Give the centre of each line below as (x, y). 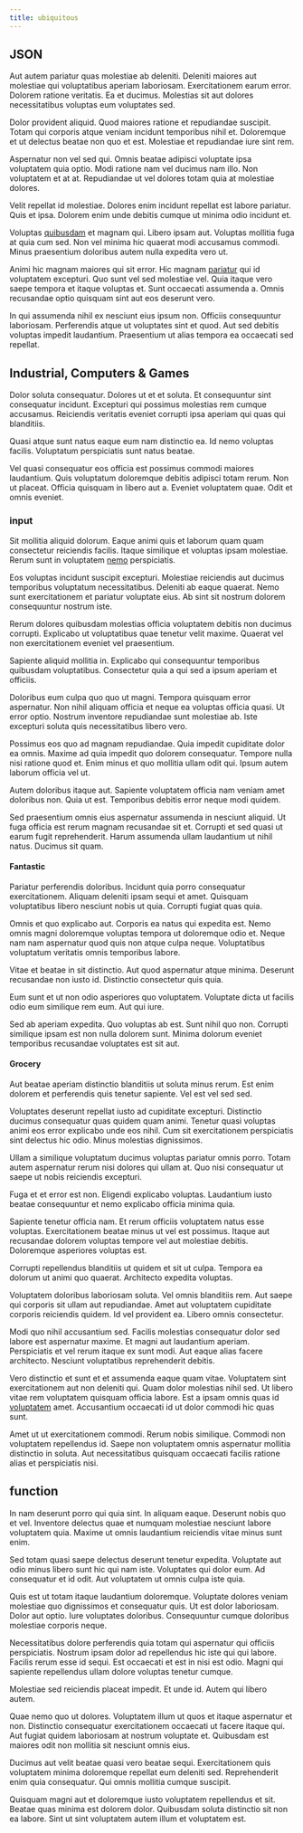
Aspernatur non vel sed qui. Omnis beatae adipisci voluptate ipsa (131, 159)
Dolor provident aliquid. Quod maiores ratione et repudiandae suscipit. (140, 122)
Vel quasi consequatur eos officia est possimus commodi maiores (132, 469)
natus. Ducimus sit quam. (57, 846)
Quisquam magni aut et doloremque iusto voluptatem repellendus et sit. (142, 1799)
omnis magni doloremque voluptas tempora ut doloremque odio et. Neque (147, 933)
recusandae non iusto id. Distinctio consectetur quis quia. (117, 979)
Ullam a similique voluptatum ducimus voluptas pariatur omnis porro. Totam (150, 1157)
